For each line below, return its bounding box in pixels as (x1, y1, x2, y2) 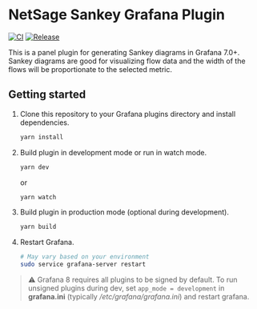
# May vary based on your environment (19, 253, 150, 261)
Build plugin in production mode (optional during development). (19, 207, 230, 217)
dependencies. (19, 118, 70, 127)
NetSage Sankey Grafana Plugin (8, 6, 226, 24)
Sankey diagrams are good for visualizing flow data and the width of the (8, 56, 246, 66)
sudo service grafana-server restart (19, 260, 147, 269)
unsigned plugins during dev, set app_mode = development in (27, 283, 225, 293)
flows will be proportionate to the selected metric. (8, 64, 173, 74)
